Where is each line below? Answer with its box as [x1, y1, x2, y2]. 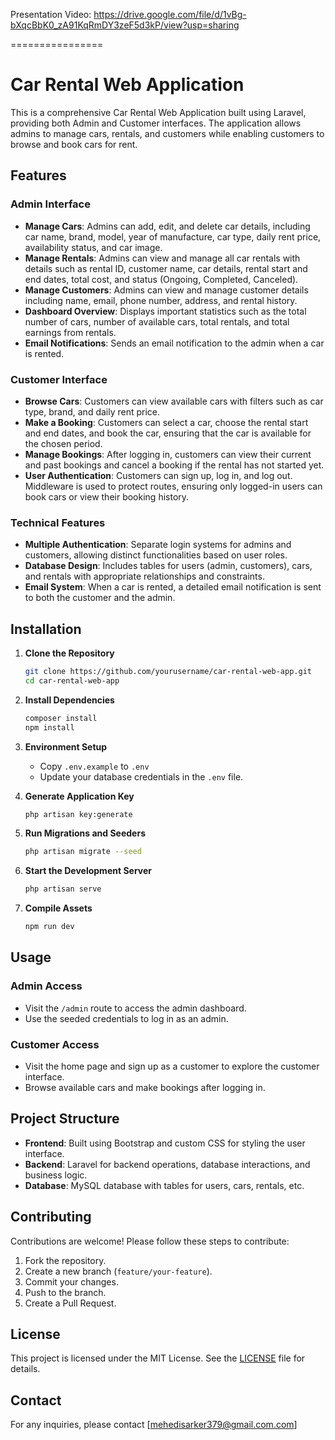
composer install [24, 713, 98, 723]
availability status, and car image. [24, 241, 163, 253]
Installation [10, 620, 82, 638]
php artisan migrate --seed [24, 847, 142, 857]
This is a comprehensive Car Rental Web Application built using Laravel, [10, 106, 307, 118]
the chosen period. [24, 437, 103, 449]
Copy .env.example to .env [39, 760, 150, 772]
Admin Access [10, 979, 83, 993]
